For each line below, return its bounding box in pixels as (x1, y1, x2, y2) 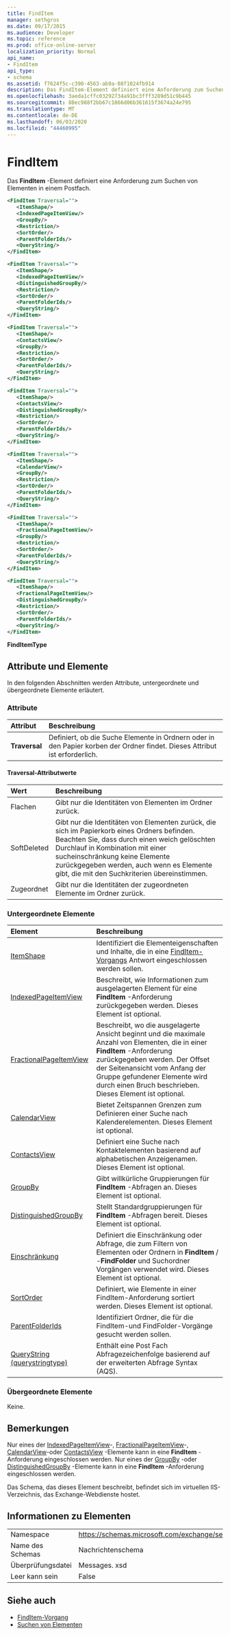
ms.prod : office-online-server (7, 42, 97, 49)
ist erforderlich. (49, 750, 98, 759)
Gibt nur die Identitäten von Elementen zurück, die (55, 817, 216, 826)
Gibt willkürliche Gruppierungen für (96, 1174, 209, 1183)
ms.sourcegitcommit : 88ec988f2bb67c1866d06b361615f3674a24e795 (7, 99, 192, 106)
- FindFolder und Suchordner (96, 1256, 190, 1266)
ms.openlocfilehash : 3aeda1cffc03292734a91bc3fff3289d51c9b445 (7, 93, 192, 100)
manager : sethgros (7, 16, 60, 23)
